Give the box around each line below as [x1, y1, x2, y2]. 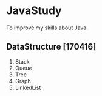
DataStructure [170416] [6, 42, 97, 52]
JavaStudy [6, 4, 62, 18]
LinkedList [15, 84, 41, 91]
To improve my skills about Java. [6, 24, 88, 31]
